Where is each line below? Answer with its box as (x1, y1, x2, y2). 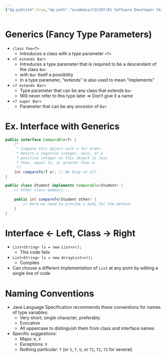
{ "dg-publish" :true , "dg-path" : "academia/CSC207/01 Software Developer (5, 7, 155, 12)
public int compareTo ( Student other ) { (14, 197, 97, 202)
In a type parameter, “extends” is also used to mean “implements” (19, 77, 155, 83)
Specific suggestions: (12, 331, 57, 337)
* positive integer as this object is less (16, 156, 108, 161)
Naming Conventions (5, 288, 94, 299)
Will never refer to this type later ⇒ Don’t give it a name (19, 92, 133, 98)
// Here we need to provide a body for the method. (23, 201, 133, 206)
